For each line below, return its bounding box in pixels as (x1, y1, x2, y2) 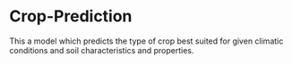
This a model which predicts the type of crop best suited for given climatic (9, 36, 284, 46)
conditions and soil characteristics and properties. (9, 44, 194, 55)
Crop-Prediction (9, 6, 133, 27)
